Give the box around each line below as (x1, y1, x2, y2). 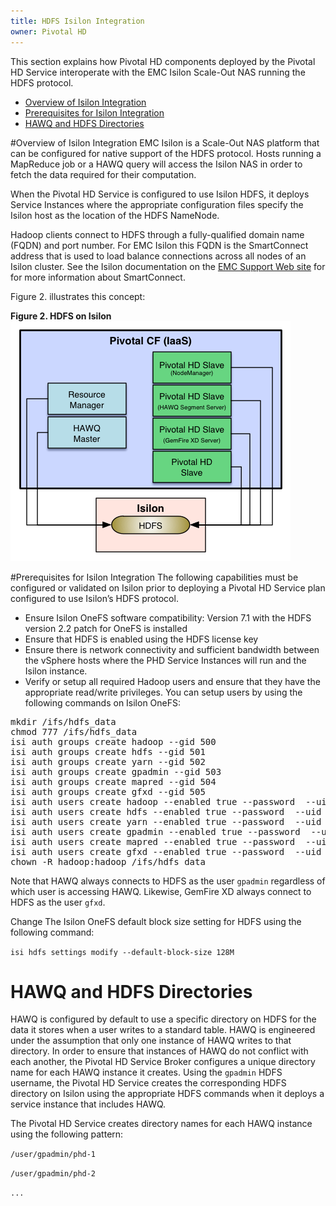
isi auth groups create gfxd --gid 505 (10, 786, 206, 797)
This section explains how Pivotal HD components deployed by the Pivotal (10, 55, 316, 67)
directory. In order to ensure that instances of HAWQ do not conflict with (10, 1045, 309, 1057)
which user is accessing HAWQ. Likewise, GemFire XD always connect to (10, 885, 312, 897)
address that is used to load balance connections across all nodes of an (10, 250, 307, 262)
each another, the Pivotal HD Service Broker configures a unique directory (10, 1056, 316, 1068)
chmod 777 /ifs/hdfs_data (10, 726, 138, 737)
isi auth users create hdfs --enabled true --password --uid (10, 806, 322, 817)
